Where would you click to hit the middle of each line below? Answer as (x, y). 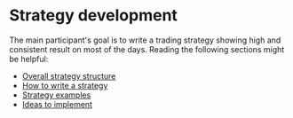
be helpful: (29, 59)
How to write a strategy (65, 85)
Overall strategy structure (69, 75)
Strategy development (93, 16)
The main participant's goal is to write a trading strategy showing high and (145, 40)
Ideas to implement (57, 104)
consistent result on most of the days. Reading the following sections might (147, 49)
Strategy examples (56, 95)
